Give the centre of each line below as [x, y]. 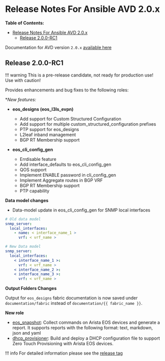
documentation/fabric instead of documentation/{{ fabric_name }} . [74, 303]
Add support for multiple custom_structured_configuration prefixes [88, 124]
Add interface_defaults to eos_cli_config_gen [65, 164]
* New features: [21, 99]
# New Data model [23, 247]
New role [15, 313]
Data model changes [27, 200]
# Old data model [23, 219]
